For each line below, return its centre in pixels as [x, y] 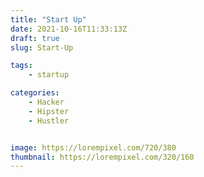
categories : [35, 93]
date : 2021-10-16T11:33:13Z [69, 29]
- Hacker [46, 102]
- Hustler [49, 121]
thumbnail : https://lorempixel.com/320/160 [102, 157]
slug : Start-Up [42, 47]
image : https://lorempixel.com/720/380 [93, 147]
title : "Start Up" [48, 19]
